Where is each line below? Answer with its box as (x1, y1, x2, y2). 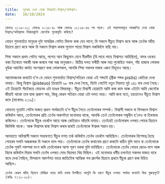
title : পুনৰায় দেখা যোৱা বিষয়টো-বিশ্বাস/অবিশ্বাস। (5, 7, 78, 12)
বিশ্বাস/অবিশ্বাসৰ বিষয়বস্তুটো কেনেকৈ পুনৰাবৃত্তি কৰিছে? (5, 30, 74, 34)
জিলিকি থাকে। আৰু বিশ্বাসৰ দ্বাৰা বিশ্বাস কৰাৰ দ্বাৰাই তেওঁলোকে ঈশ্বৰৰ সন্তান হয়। (5, 123, 116, 129)
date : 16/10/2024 (5, 12, 45, 17)
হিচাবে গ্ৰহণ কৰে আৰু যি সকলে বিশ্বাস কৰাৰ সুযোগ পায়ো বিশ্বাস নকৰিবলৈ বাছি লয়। (5, 44, 119, 50)
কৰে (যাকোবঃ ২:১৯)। (5, 96, 37, 102)
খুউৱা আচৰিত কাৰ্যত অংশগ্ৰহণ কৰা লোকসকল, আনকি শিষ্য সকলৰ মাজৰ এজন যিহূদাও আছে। (5, 64, 133, 70)
